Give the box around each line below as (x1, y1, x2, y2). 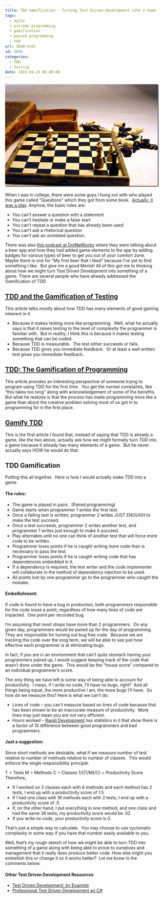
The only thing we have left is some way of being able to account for (5, 677, 143, 682)
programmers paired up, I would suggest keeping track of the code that (5, 657, 149, 662)
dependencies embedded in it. (12, 559, 74, 565)
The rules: (5, 490, 26, 496)
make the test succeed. (12, 517, 60, 523)
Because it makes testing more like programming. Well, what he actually (12, 320, 158, 326)
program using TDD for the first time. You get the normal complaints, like (5, 384, 152, 390)
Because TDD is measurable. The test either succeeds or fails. (12, 341, 139, 347)
